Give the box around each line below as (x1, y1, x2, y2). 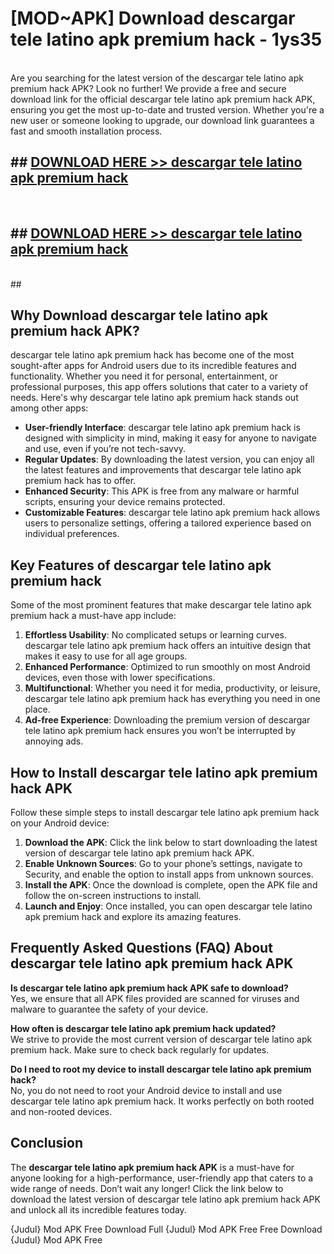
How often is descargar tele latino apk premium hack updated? (10, 1022, 277, 1034)
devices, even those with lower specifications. (24, 672, 216, 684)
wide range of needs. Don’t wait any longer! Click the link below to (10, 1182, 284, 1194)
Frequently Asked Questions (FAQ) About (10, 940, 273, 957)
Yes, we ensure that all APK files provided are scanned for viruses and (10, 992, 300, 1004)
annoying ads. (24, 735, 84, 747)
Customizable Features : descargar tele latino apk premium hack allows (24, 507, 321, 519)
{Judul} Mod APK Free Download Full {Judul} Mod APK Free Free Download (10, 1223, 323, 1235)
